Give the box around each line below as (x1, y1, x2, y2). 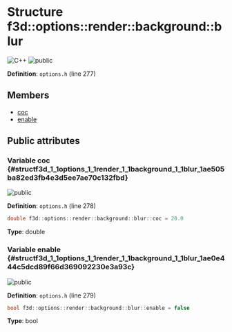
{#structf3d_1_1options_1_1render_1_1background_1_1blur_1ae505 (7, 165, 225, 174)
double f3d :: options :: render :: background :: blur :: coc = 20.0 (7, 215, 184, 222)
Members (7, 90, 50, 101)
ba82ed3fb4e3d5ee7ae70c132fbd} (7, 173, 129, 183)
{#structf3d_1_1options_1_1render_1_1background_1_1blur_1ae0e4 (7, 253, 225, 263)
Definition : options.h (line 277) (7, 70, 97, 78)
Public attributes (7, 135, 81, 147)
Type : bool (7, 317, 38, 325)
